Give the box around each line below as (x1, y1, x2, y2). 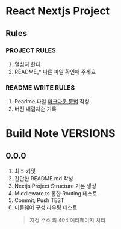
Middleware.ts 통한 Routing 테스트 (14, 190, 98, 197)
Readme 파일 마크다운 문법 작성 (14, 98, 90, 105)
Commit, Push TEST (14, 197, 64, 204)
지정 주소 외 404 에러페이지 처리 (29, 216, 106, 224)
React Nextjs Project (5, 4, 110, 18)
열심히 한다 (14, 60, 41, 67)
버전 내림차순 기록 (14, 105, 57, 112)
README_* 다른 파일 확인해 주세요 (14, 68, 96, 75)
